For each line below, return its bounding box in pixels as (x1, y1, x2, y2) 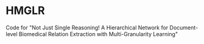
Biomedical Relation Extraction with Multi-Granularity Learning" (18, 30, 178, 37)
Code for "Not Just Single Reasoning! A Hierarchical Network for (5, 24, 169, 31)
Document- (169, 24, 199, 31)
